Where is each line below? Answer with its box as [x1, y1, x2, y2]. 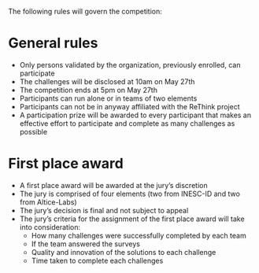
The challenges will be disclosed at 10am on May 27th [19, 76, 195, 86]
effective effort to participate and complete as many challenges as [19, 118, 235, 128]
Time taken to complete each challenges [31, 256, 164, 265]
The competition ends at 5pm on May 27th [19, 85, 157, 94]
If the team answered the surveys [31, 239, 140, 249]
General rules [8, 35, 98, 52]
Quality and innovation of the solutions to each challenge [31, 247, 216, 256]
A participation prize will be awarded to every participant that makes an [19, 110, 252, 120]
